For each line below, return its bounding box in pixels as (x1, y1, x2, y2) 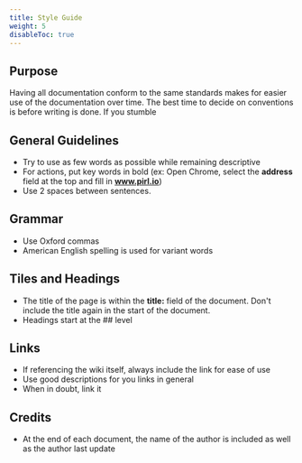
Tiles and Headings (9, 272, 120, 287)
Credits (9, 410, 52, 425)
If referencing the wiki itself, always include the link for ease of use (22, 365, 270, 375)
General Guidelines (9, 133, 119, 148)
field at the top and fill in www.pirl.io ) (22, 176, 162, 186)
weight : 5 (9, 22, 47, 31)
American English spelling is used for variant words (22, 245, 214, 255)
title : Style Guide (9, 13, 83, 23)
